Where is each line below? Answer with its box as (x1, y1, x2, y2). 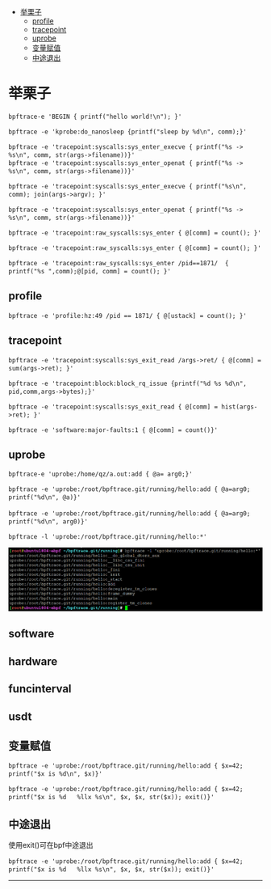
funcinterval (8, 682, 72, 696)
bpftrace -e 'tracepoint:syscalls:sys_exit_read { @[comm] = (8, 403, 219, 411)
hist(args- (221, 403, 258, 411)
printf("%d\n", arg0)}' (8, 518, 89, 526)
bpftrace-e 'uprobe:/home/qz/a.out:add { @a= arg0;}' (8, 470, 194, 479)
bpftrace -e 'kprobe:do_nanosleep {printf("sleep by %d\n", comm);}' (8, 128, 248, 136)
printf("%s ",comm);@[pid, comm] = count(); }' (8, 267, 172, 275)
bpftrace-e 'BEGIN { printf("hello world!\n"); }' (8, 112, 182, 121)
